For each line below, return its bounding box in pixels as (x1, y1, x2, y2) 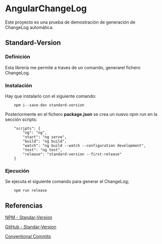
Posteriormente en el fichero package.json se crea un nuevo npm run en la (5, 111, 158, 117)
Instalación (5, 82, 32, 89)
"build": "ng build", (23, 138, 67, 144)
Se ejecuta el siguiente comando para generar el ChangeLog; (5, 179, 129, 185)
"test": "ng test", (23, 147, 63, 152)
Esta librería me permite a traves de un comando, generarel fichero (5, 64, 141, 70)
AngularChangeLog (5, 3, 87, 14)
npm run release (14, 188, 48, 193)
